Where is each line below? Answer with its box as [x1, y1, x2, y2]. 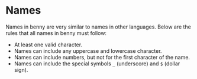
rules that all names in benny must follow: [5, 29, 107, 36]
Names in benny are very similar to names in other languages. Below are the [5, 23, 192, 30]
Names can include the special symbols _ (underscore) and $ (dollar [14, 60, 180, 67]
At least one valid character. [14, 41, 83, 48]
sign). [14, 66, 28, 73]
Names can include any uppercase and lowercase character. [14, 47, 162, 54]
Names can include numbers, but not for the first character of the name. [14, 53, 190, 61]
